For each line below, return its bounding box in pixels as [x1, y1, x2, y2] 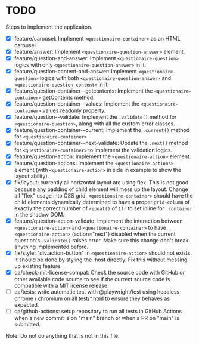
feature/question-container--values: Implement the [14, 100, 140, 107]
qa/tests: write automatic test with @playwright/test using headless [14, 288, 180, 295]
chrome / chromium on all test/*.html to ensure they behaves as [14, 295, 170, 302]
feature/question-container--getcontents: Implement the [14, 87, 153, 94]
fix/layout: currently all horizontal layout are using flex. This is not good [14, 178, 189, 186]
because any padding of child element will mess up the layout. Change [14, 186, 188, 193]
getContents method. [42, 94, 95, 101]
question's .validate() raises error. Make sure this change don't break [14, 236, 189, 244]
